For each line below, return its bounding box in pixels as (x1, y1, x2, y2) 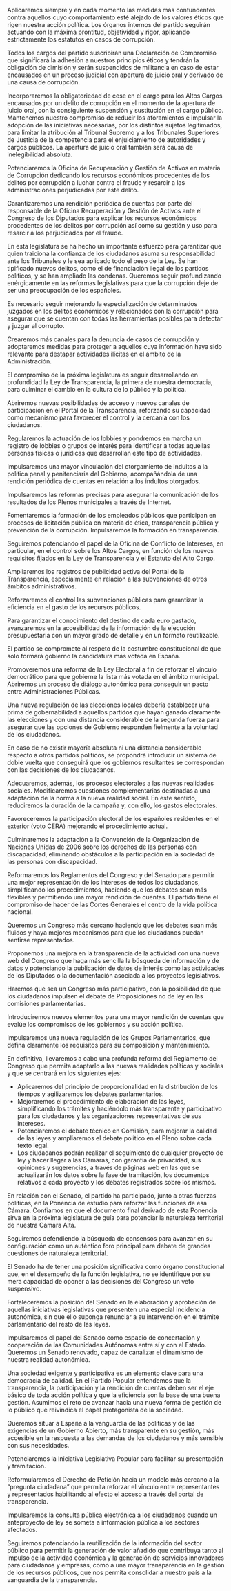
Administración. (7, 357, 52, 366)
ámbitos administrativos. (7, 582, 77, 591)
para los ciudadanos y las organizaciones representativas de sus (17, 1112, 202, 1120)
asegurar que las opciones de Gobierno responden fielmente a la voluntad (7, 723, 219, 731)
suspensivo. (7, 1284, 41, 1293)
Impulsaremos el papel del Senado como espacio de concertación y (7, 1333, 201, 1342)
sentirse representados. (7, 936, 75, 944)
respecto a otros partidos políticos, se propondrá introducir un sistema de (7, 751, 217, 759)
